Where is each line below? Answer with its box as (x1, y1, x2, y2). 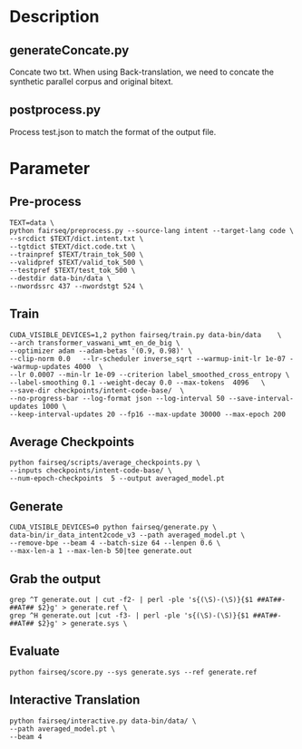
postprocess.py (9, 102, 102, 118)
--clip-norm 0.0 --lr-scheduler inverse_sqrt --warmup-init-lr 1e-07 (9, 354, 286, 364)
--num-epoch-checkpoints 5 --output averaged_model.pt (9, 474, 225, 483)
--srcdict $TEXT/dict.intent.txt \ (9, 234, 144, 243)
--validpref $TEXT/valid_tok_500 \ (9, 258, 144, 267)
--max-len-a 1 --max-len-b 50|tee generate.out (9, 547, 193, 556)
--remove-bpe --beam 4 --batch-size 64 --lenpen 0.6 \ (9, 539, 221, 548)
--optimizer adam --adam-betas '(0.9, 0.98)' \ (9, 346, 193, 355)
